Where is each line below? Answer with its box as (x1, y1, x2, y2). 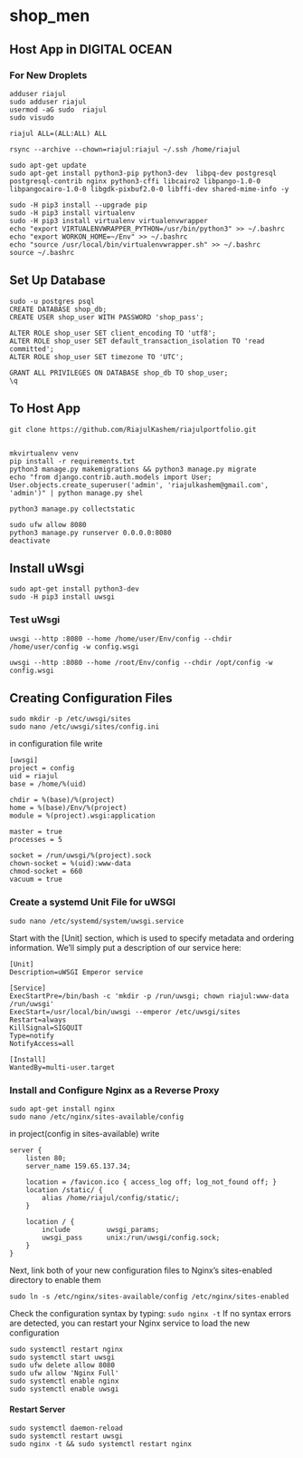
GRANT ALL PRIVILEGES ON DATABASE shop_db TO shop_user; (9, 368, 229, 377)
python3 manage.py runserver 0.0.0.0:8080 (9, 528, 172, 537)
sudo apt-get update (9, 161, 88, 170)
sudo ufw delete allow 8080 (9, 1361, 116, 1370)
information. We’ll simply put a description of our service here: (9, 942, 241, 953)
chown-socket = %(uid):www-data (9, 859, 131, 868)
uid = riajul (9, 772, 59, 781)
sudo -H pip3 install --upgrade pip (9, 201, 147, 210)
